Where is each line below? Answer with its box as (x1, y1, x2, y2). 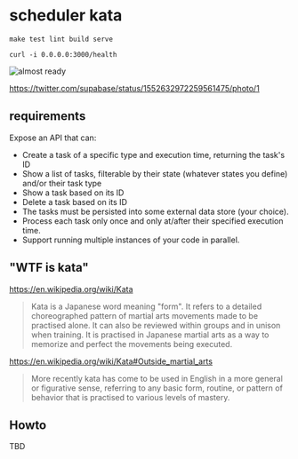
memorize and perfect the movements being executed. (30, 338, 233, 349)
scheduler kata (9, 5, 123, 26)
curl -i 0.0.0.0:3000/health (9, 50, 117, 59)
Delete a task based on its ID (21, 196, 127, 207)
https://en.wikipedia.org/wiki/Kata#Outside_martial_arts (9, 356, 213, 367)
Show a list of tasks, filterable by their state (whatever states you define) (21, 168, 288, 178)
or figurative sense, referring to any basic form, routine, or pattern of (30, 383, 283, 393)
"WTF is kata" (9, 260, 89, 275)
